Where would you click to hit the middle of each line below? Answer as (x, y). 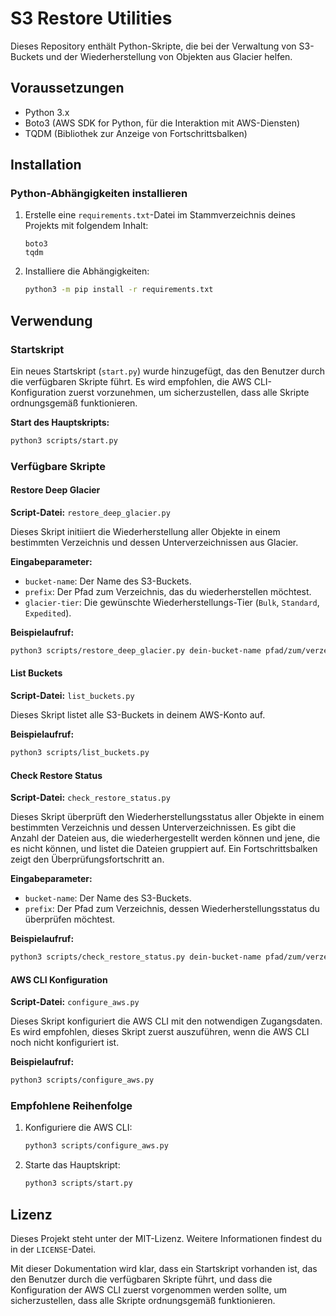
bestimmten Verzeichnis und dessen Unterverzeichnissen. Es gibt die (153, 828)
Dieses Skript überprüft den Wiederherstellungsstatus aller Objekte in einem (167, 817)
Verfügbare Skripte (58, 466)
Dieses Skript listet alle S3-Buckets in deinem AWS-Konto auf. (138, 715)
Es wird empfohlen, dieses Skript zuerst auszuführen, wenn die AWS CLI (160, 1032)
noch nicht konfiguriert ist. (65, 1043)
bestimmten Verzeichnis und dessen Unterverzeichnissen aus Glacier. (154, 542)
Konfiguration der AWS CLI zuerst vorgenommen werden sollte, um (148, 1289)
